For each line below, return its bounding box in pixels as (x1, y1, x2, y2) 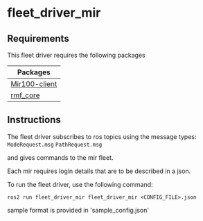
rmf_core (10, 90, 40, 100)
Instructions (7, 114, 61, 126)
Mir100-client (10, 79, 58, 88)
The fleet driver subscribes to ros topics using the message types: (7, 132, 197, 140)
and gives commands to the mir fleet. (7, 153, 114, 161)
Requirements (7, 33, 69, 44)
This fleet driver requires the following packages (7, 51, 145, 59)
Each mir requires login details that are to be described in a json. (7, 167, 191, 175)
